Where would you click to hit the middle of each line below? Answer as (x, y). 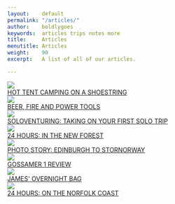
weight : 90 (28, 53)
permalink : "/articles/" (43, 20)
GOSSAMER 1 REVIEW (39, 164)
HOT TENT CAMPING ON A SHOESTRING (67, 92)
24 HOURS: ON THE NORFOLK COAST (63, 193)
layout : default (36, 14)
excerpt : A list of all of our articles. (72, 59)
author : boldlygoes (40, 27)
